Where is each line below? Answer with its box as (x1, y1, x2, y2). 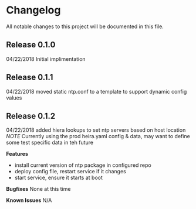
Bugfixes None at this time (6, 186, 71, 193)
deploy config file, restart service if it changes (14, 168, 126, 175)
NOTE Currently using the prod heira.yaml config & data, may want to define (6, 133, 191, 140)
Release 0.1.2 (6, 111, 56, 121)
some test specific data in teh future (6, 139, 94, 146)
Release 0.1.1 (6, 73, 53, 83)
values (6, 94, 22, 101)
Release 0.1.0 (6, 40, 56, 50)
